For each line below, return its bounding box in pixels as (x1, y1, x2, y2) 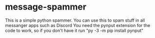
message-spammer (5, 1, 87, 13)
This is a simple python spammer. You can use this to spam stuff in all (5, 17, 145, 23)
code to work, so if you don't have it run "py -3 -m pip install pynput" (5, 27, 144, 33)
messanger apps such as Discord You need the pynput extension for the (5, 22, 150, 28)
